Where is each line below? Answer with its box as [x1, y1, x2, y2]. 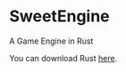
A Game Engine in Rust [9, 36, 94, 46]
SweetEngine [9, 6, 110, 27]
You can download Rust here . [9, 52, 118, 63]
